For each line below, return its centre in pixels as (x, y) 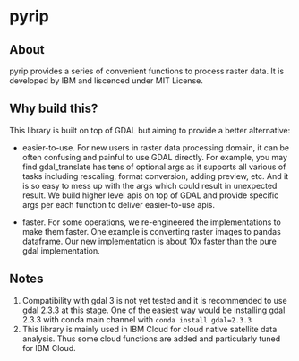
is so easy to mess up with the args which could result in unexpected (149, 185)
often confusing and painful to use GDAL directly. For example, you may (155, 157)
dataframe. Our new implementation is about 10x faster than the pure (149, 241)
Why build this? (54, 109)
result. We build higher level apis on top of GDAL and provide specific (150, 195)
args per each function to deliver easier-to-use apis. (119, 204)
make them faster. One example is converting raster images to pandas (152, 231)
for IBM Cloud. (49, 348)
